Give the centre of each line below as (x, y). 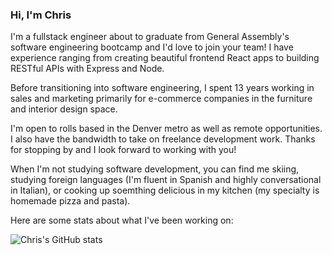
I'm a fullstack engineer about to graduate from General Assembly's (150, 37)
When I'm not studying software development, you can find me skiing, (155, 169)
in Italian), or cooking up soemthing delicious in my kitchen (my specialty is (165, 190)
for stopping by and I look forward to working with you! (123, 150)
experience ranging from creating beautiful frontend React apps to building (165, 58)
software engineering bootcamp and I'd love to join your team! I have (152, 47)
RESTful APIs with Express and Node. (87, 69)
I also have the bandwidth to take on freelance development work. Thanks (163, 139)
